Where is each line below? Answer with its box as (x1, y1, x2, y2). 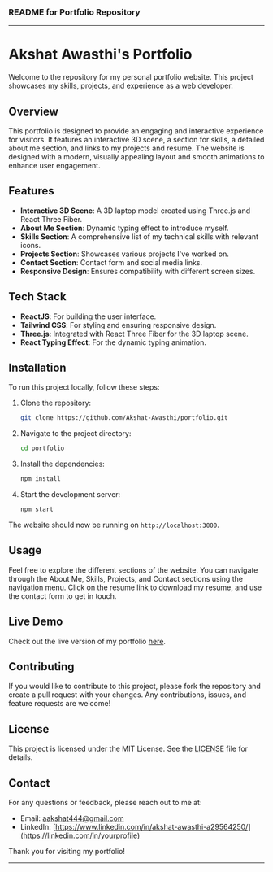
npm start (19, 505, 54, 514)
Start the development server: (19, 490, 121, 499)
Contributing (8, 660, 75, 674)
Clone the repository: (19, 398, 92, 408)
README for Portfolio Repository (8, 7, 141, 18)
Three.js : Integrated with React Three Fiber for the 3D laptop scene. (19, 329, 249, 338)
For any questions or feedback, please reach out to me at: (8, 798, 202, 808)
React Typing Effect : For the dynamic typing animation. (19, 337, 207, 347)
